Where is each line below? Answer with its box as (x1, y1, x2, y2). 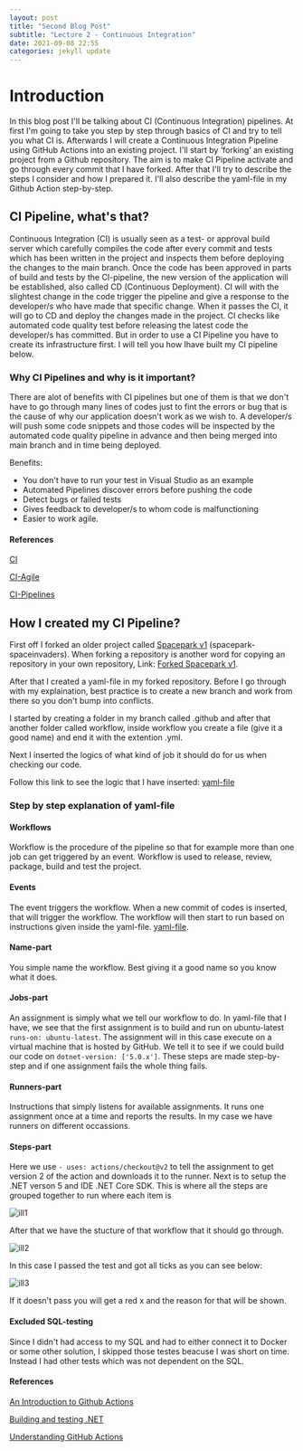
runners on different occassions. (9, 1121, 131, 1132)
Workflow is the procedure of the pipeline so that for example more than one (9, 842, 295, 853)
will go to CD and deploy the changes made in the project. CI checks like (9, 309, 280, 321)
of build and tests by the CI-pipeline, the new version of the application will (9, 271, 289, 282)
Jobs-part (9, 992, 49, 1003)
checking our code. (9, 759, 82, 770)
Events (9, 881, 36, 892)
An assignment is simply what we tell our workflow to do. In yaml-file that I (9, 1012, 287, 1023)
